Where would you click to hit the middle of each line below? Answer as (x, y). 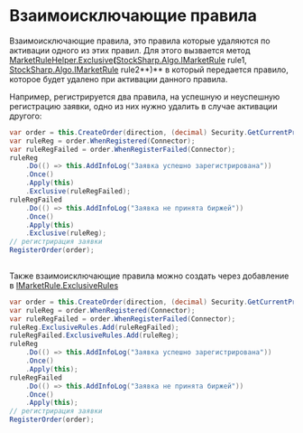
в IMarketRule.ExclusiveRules (64, 285)
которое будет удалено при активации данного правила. (119, 79)
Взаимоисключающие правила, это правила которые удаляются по (140, 41)
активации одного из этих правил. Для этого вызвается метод (130, 50)
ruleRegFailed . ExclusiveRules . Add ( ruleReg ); (94, 335)
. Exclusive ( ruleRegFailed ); (78, 192)
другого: (26, 116)
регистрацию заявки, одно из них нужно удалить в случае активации (143, 106)
